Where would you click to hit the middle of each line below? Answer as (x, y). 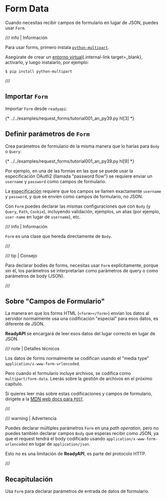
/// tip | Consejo (21, 255)
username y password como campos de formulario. (56, 181)
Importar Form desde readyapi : (36, 109)
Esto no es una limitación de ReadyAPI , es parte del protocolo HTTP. (76, 454)
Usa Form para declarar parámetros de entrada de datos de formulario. (77, 491)
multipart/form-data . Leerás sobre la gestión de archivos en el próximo (79, 379)
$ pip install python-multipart (39, 71)
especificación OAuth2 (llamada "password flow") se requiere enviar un (79, 176)
